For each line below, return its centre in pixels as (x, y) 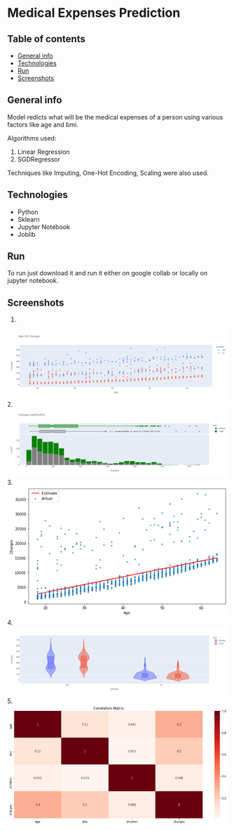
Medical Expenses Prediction (94, 13)
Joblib (27, 234)
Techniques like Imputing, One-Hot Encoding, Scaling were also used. (108, 173)
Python (28, 211)
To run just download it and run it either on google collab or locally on (108, 273)
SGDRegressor (39, 159)
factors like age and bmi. (43, 124)
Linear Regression (43, 152)
